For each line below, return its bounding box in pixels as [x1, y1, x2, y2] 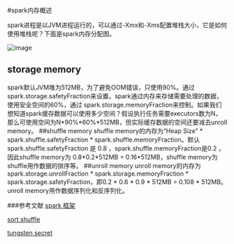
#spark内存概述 [7, 6, 52, 14]
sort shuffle [7, 215, 41, 223]
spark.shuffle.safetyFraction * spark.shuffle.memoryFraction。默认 [7, 135, 200, 144]
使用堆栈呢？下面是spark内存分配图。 [7, 30, 116, 38]
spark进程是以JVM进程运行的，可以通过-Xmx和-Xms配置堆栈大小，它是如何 [7, 21, 227, 29]
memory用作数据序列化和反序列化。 [24, 186, 129, 195]
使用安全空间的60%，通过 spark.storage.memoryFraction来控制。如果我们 [7, 100, 222, 109]
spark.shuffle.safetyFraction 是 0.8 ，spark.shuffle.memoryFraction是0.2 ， [7, 144, 225, 152]
